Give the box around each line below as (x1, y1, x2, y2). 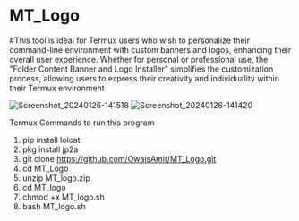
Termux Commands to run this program (9, 117, 155, 128)
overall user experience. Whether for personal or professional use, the (9, 54, 269, 64)
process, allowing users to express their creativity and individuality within (9, 72, 280, 83)
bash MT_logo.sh (21, 200, 87, 211)
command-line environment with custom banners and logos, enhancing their (9, 44, 292, 55)
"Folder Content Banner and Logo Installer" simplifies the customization (9, 64, 274, 74)
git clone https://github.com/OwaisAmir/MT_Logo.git (21, 153, 217, 164)
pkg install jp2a (21, 144, 79, 155)
